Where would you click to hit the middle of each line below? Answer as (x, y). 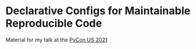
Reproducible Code (54, 23)
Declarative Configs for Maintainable (98, 11)
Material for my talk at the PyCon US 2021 (57, 40)
